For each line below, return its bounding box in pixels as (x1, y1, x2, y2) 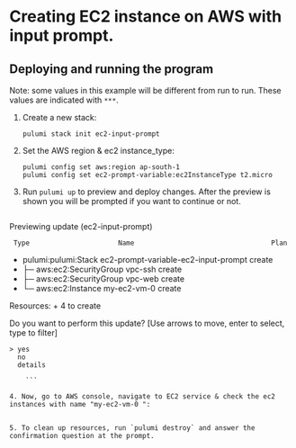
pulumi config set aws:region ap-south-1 (22, 163, 180, 172)
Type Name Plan (13, 238, 288, 247)
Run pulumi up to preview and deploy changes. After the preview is (22, 186, 272, 197)
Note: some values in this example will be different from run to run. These (9, 85, 282, 95)
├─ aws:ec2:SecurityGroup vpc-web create (22, 273, 185, 284)
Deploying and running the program (9, 61, 214, 76)
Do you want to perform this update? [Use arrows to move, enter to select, (9, 318, 285, 328)
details (17, 361, 47, 370)
